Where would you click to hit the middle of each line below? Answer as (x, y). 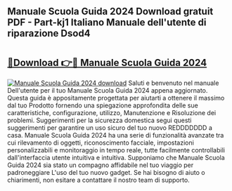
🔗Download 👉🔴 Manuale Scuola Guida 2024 (107, 62)
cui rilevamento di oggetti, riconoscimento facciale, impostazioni (101, 143)
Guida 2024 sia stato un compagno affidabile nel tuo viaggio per (101, 165)
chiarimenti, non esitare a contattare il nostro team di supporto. (98, 180)
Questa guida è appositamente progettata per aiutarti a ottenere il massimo (116, 98)
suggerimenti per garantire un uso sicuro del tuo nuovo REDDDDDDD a (110, 128)
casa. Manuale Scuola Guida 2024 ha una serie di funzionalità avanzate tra (116, 135)
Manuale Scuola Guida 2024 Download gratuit (110, 12)
